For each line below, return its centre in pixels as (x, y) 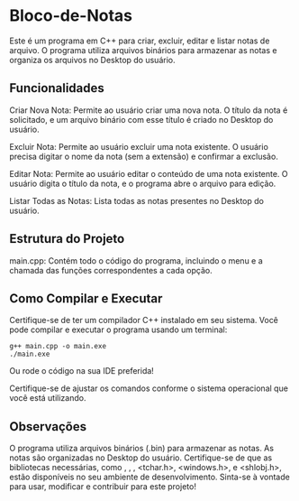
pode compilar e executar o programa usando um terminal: (118, 329)
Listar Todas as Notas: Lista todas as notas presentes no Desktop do (136, 200)
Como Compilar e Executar (86, 298)
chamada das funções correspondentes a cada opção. (111, 270)
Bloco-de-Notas (71, 16)
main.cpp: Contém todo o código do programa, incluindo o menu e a (136, 260)
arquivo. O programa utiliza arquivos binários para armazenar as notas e (143, 50)
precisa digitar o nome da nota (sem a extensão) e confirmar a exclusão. (144, 156)
